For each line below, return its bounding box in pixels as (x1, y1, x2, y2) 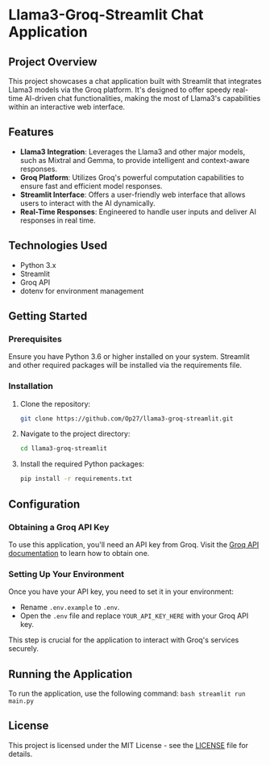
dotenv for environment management (19, 286, 144, 295)
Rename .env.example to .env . (19, 603, 120, 612)
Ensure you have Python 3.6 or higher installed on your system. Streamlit (8, 352, 250, 362)
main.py (8, 697, 35, 705)
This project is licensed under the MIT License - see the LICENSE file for (8, 740, 248, 750)
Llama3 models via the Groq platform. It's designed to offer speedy (8, 85, 231, 94)
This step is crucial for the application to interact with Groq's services (8, 635, 239, 645)
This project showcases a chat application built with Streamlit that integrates (8, 77, 262, 86)
